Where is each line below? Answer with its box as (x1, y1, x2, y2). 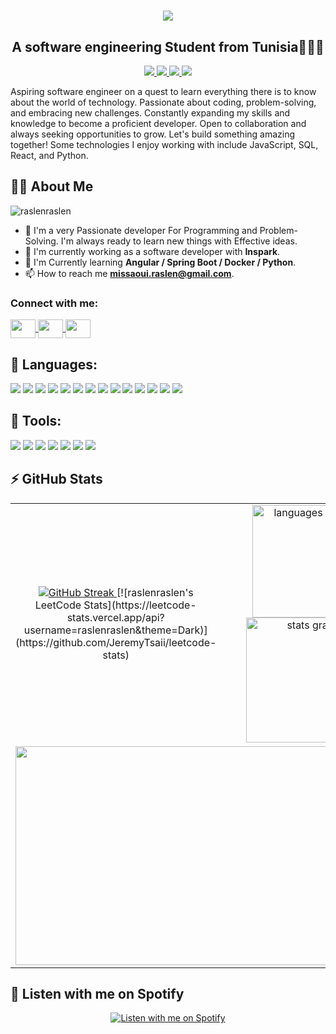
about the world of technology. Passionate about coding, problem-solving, (10, 96, 317, 108)
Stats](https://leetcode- (83, 598, 197, 612)
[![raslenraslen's (116, 585, 194, 599)
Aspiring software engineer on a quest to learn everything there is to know (10, 86, 317, 97)
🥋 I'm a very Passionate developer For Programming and (24, 224, 258, 236)
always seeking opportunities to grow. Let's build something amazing (10, 128, 296, 140)
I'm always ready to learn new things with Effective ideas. (60, 235, 298, 247)
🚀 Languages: (10, 356, 98, 373)
